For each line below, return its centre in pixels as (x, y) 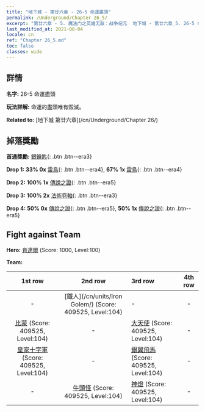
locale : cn (20, 35)
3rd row (142, 281)
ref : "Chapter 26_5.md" (37, 40)
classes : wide (24, 52)
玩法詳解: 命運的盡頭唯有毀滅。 (45, 107)
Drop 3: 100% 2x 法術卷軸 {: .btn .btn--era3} (62, 195)
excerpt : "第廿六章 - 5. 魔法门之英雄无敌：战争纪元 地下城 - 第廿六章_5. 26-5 (101, 23)
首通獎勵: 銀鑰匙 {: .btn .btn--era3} (49, 157)
